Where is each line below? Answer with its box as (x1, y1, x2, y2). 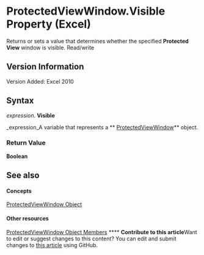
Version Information (6, 62, 84, 72)
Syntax (6, 96, 34, 106)
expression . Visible (6, 112, 55, 119)
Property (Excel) (6, 17, 92, 31)
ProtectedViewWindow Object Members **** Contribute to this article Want (6, 228, 197, 235)
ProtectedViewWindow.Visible (6, 4, 166, 18)
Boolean (6, 153, 28, 160)
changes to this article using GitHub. (6, 241, 98, 248)
